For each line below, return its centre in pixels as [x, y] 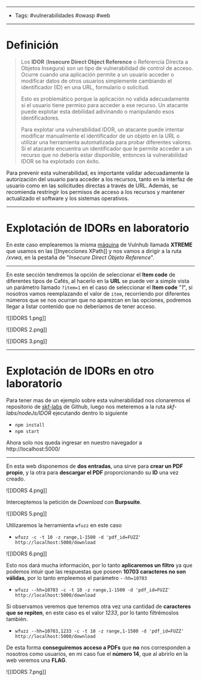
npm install [30, 425]
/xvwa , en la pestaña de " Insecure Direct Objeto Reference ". [80, 257]
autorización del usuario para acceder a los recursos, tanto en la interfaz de [100, 179]
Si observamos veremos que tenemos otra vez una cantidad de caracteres [99, 606]
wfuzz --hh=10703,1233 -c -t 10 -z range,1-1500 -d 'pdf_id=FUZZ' [99, 631]
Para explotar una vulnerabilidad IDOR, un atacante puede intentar [102, 129]
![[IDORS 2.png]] [27, 329]
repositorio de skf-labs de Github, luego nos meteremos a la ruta [86, 406]
